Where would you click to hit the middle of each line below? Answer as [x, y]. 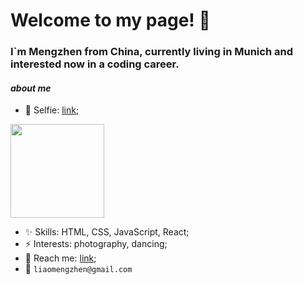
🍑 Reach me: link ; [60, 258]
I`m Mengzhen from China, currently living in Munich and [151, 52]
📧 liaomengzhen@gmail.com [78, 269]
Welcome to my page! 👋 [110, 20]
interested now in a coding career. [95, 64]
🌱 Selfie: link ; [52, 110]
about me [31, 88]
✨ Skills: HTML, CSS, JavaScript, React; [107, 232]
